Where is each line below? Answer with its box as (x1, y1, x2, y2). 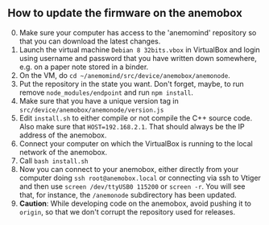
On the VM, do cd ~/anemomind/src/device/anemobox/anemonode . (19, 70, 230, 80)
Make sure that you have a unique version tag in (19, 96, 179, 105)
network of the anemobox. (19, 147, 108, 157)
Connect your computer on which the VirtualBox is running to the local (19, 138, 253, 148)
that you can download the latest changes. (19, 36, 161, 46)
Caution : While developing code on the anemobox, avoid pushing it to (19, 198, 251, 208)
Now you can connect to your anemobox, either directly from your (19, 164, 239, 174)
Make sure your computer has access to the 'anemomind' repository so (19, 27, 257, 37)
